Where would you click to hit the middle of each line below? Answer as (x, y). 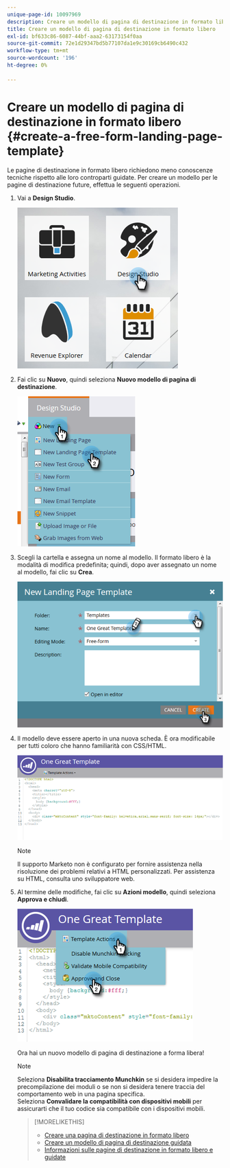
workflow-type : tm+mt (38, 51)
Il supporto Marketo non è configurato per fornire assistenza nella (110, 864)
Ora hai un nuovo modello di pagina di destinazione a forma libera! (111, 1053)
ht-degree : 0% (27, 65)
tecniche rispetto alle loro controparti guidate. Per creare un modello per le (112, 177)
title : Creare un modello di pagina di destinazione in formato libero (111, 29)
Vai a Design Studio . (46, 198)
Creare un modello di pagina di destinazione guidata (118, 1143)
